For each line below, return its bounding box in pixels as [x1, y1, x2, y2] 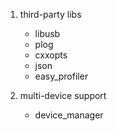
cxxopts [34, 49, 68, 61]
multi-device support [19, 90, 107, 101]
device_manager [34, 109, 104, 121]
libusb [34, 28, 61, 39]
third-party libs [19, 9, 82, 20]
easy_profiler [34, 70, 89, 82]
